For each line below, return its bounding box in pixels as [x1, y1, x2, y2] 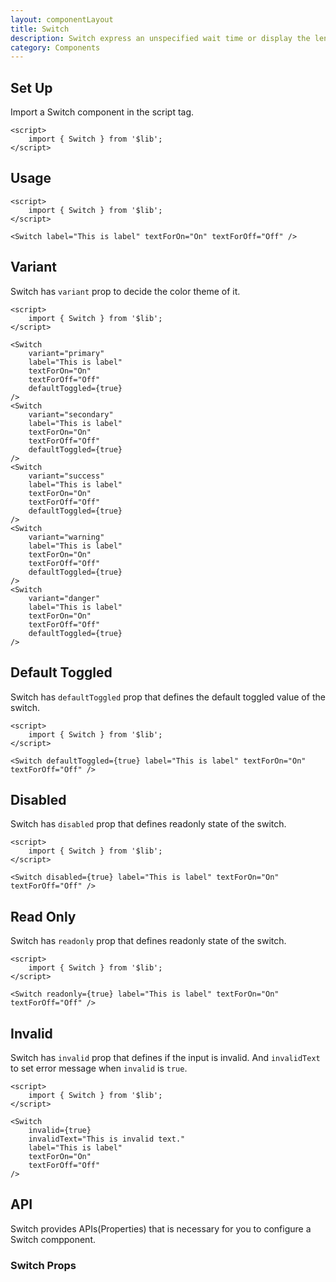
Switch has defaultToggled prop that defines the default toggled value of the [10, 691, 326, 703]
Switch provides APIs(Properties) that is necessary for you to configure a [10, 1222, 312, 1235]
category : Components [10, 42, 101, 53]
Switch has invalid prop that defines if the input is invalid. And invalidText [10, 1051, 321, 1063]
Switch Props [10, 1258, 77, 1272]
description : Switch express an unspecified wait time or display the [10, 33, 311, 43]
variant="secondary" [28, 409, 114, 420]
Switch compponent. [10, 1233, 97, 1245]
